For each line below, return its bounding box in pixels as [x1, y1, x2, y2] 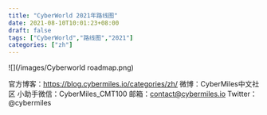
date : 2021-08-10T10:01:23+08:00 [8, 19, 120, 27]
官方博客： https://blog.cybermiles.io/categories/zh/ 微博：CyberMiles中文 [8, 79, 253, 89]
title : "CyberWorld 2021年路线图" [8, 11, 118, 20]
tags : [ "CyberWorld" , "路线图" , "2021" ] [8, 33, 134, 42]
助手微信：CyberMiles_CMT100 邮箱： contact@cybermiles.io [23, 89, 226, 99]
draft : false [8, 26, 52, 34]
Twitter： [226, 89, 257, 99]
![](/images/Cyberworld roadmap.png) [8, 63, 134, 72]
